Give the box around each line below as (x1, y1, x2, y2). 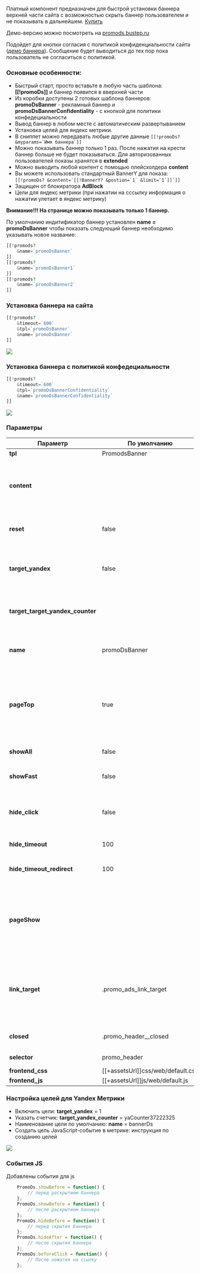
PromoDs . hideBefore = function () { (17, 1218, 105, 1224)
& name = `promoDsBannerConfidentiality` (17, 393, 113, 399)
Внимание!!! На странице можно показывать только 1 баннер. (6, 207, 170, 214)
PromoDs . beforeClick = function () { (17, 1251, 108, 1257)
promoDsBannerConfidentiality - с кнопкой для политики (14, 108, 161, 115)
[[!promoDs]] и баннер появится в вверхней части (14, 88, 143, 96)
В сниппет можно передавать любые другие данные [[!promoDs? (14, 133, 180, 140)
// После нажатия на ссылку (27, 1257, 97, 1263)
